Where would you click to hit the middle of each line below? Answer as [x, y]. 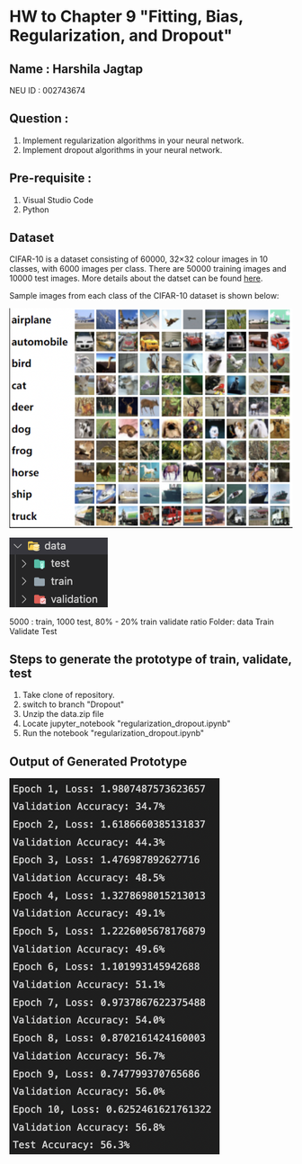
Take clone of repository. [68, 695]
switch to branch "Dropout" [73, 704]
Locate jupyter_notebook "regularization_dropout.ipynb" [126, 724]
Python [36, 210]
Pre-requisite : [50, 179]
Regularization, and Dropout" [121, 36]
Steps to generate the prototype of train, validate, [151, 659]
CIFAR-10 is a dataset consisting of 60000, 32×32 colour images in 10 [138, 259]
